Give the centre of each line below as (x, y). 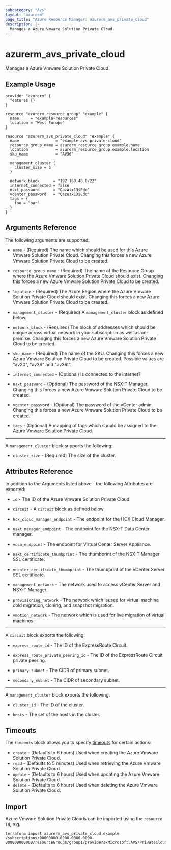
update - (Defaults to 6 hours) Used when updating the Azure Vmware (86, 774)
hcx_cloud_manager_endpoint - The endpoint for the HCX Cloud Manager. (89, 519)
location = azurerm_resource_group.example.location (79, 149)
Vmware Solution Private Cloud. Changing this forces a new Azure (82, 255)
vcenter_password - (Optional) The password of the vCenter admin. (83, 405)
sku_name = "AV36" (42, 154)
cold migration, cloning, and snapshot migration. (63, 605)
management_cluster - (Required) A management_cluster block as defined (88, 312)
